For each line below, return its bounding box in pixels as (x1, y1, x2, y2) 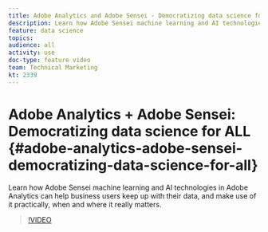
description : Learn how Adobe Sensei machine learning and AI (8, 19, 219, 27)
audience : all (8, 41, 56, 49)
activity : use (8, 49, 56, 57)
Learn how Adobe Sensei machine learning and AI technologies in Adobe (8, 183, 249, 192)
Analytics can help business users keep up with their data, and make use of (8, 191, 257, 200)
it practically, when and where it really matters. (8, 199, 162, 209)
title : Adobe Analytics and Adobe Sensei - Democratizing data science (8, 11, 251, 20)
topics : (8, 33, 34, 42)
